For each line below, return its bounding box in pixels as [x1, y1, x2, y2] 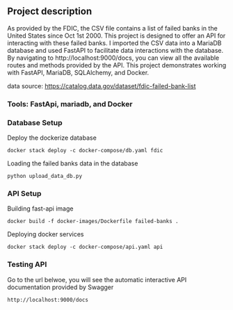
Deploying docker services [7, 230, 84, 238]
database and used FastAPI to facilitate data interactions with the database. [7, 46, 224, 54]
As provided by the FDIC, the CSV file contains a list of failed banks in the [7, 24, 218, 32]
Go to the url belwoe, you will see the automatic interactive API [7, 275, 187, 284]
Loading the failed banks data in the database [7, 159, 138, 168]
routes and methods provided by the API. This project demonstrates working [7, 60, 227, 69]
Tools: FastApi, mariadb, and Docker [7, 99, 133, 108]
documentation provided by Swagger [7, 283, 114, 291]
